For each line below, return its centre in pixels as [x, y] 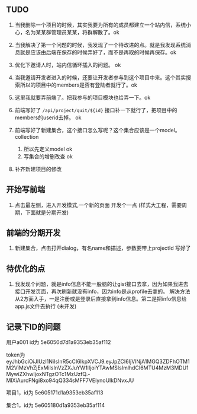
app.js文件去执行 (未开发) [46, 306]
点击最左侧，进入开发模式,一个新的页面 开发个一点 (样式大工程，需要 [98, 205]
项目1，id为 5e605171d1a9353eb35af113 [55, 393]
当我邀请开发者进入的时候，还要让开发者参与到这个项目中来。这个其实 [100, 77]
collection [27, 136]
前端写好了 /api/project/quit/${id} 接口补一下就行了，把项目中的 [96, 110]
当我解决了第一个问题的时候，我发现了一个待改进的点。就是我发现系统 [100, 44]
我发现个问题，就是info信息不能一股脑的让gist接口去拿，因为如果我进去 [101, 284]
